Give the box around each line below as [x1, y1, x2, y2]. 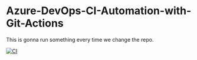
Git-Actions [6, 16, 64, 30]
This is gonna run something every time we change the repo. [6, 36, 154, 43]
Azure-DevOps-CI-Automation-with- [6, 4, 192, 18]
